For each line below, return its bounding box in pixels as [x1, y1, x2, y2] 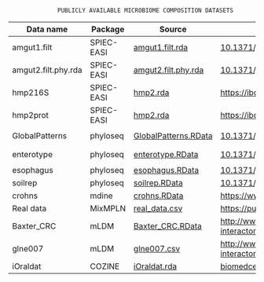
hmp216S [12, 87, 49, 97]
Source [159, 24, 187, 35]
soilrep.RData [133, 178, 183, 188]
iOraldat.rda [133, 261, 178, 272]
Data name [26, 24, 68, 35]
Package [91, 24, 125, 35]
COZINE [90, 261, 120, 272]
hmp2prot [12, 110, 49, 120]
